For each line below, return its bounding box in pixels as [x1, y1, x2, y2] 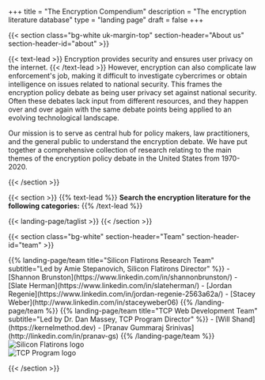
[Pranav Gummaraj [102, 323, 165, 332]
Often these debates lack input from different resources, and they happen [8, 97, 248, 105]
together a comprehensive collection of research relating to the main [8, 146, 232, 154]
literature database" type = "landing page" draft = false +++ [8, 15, 204, 25]
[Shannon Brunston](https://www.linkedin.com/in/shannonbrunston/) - [8, 272, 238, 282]
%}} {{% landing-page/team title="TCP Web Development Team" [45, 306, 258, 315]
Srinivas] [165, 323, 195, 332]
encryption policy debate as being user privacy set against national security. [8, 88, 257, 97]
